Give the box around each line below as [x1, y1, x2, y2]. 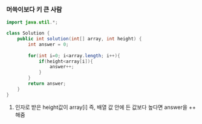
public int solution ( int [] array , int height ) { [17, 36, 142, 42]
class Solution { [6, 30, 50, 37]
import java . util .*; [6, 19, 59, 25]
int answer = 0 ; [28, 41, 69, 48]
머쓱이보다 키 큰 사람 [6, 5, 62, 13]
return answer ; [28, 81, 67, 87]
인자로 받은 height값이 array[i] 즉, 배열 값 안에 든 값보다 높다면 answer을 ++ [15, 104, 197, 111]
